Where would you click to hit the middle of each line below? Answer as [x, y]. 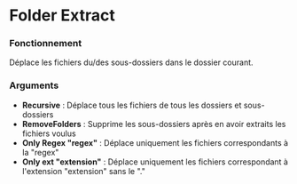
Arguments [34, 85]
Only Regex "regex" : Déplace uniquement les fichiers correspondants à [155, 142]
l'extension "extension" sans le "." [84, 171]
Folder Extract [62, 16]
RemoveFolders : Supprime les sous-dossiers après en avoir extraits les [154, 124]
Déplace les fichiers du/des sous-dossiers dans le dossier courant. [132, 62]
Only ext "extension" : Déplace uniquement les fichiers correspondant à [155, 162]
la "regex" [40, 152]
